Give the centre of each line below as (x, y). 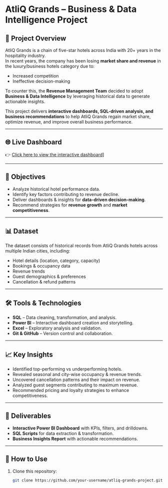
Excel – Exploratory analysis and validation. (57, 328)
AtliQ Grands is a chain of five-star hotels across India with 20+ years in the (83, 50)
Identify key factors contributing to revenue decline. (66, 194)
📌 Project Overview (36, 38)
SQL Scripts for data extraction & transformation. (63, 433)
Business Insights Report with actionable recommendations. (75, 438)
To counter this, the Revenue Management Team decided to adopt (74, 91)
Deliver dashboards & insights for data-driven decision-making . (79, 199)
